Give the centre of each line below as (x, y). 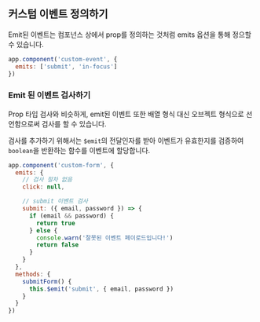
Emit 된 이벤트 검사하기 (49, 95)
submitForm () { (47, 281)
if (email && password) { (71, 216)
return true (56, 223)
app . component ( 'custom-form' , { (61, 165)
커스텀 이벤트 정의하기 (58, 14)
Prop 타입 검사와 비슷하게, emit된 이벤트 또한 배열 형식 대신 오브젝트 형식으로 (126, 114)
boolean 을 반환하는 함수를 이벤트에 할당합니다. (79, 150)
